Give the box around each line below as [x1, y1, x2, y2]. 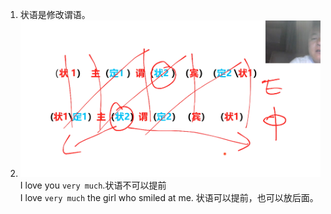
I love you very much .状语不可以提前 [19, 179, 167, 192]
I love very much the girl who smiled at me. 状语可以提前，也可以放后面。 [19, 192, 319, 204]
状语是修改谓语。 [19, 9, 91, 20]
